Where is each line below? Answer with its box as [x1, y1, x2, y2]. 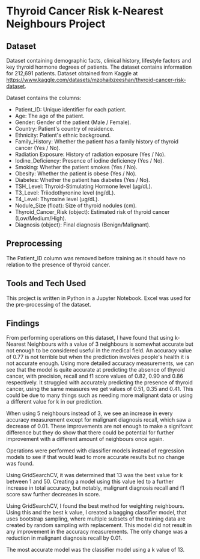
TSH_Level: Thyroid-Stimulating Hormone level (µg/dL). [14, 183, 153, 190]
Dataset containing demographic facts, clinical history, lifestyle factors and [6, 57, 192, 64]
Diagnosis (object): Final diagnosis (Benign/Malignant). [14, 221, 151, 228]
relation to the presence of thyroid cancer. [6, 261, 111, 268]
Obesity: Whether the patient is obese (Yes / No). [14, 170, 137, 177]
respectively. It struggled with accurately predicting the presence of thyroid [6, 379, 193, 386]
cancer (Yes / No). [14, 145, 61, 151]
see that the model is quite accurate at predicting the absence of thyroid [6, 366, 185, 373]
